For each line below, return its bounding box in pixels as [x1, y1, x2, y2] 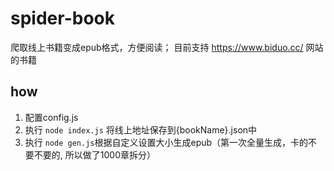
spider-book [10, 7, 115, 30]
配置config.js [24, 111, 79, 123]
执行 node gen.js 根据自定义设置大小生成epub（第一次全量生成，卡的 [24, 136, 309, 148]
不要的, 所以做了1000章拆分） [33, 148, 156, 161]
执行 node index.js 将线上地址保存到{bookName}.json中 [24, 123, 258, 136]
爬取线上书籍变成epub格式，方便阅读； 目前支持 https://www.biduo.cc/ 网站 [10, 41, 324, 53]
